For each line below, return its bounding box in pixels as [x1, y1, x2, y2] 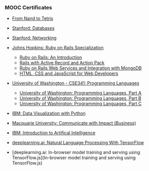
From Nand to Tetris [12, 16, 54, 22]
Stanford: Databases [12, 25, 55, 31]
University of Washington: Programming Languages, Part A [19, 90, 141, 96]
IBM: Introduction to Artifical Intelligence [12, 130, 96, 136]
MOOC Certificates [5, 4, 52, 11]
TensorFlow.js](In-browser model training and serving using [12, 155, 136, 161]
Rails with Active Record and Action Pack [19, 60, 105, 66]
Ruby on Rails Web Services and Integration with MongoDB [19, 65, 142, 71]
